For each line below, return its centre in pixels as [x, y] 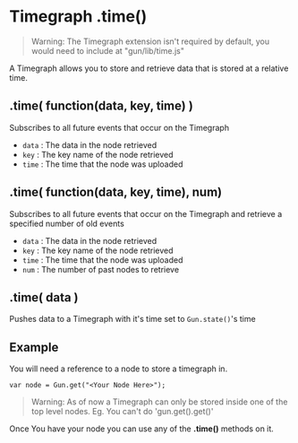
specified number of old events [67, 223]
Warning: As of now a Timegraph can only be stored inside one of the [159, 402]
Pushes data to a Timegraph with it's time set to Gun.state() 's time [133, 319]
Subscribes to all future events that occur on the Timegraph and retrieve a [146, 213]
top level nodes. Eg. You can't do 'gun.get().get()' [122, 412]
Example [34, 347]
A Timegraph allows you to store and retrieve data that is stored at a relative [149, 68]
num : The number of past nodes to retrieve [101, 269]
